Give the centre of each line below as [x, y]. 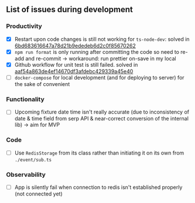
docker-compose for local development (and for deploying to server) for [99, 77]
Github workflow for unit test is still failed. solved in [76, 64]
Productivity [24, 26]
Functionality [25, 99]
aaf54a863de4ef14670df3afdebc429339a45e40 [74, 71]
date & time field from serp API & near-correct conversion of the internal [102, 119]
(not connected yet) [38, 194]
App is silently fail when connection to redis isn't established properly [98, 187]
